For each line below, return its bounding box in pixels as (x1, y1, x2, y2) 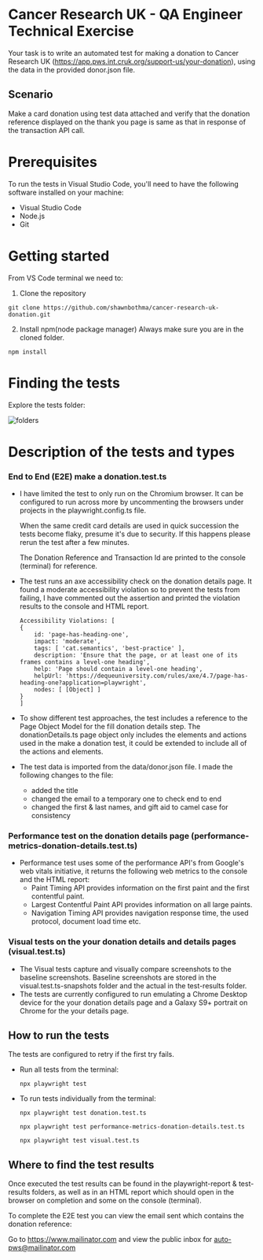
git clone (8, 303, 41, 312)
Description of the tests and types (8, 443, 236, 461)
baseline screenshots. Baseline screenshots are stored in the (19, 973, 217, 982)
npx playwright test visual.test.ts (19, 1136, 140, 1145)
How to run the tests (8, 1029, 110, 1043)
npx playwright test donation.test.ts (19, 1109, 147, 1117)
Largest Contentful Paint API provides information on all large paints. (31, 900, 253, 910)
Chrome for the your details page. (19, 1006, 130, 1015)
